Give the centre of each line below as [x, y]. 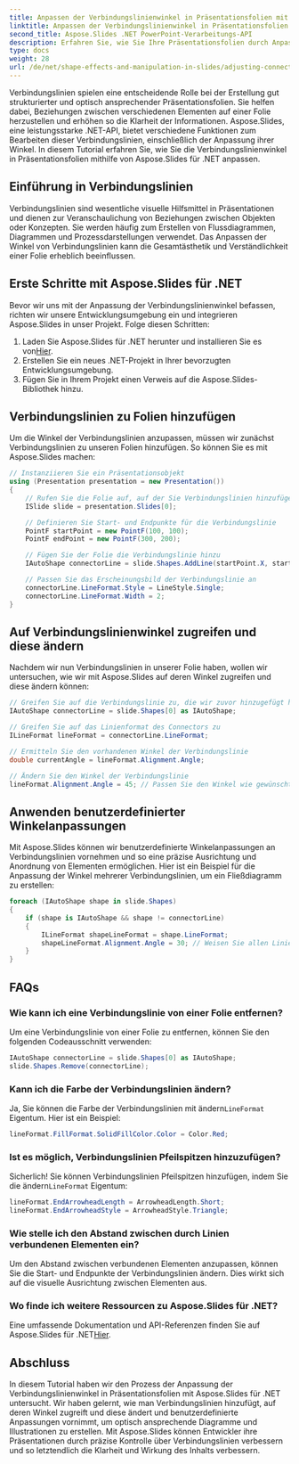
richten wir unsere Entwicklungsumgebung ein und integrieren [124, 315]
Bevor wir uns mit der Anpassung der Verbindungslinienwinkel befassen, [142, 305]
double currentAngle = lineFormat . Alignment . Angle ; [107, 760]
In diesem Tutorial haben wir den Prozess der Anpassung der [121, 1384]
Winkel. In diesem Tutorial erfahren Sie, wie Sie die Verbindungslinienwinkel [148, 149]
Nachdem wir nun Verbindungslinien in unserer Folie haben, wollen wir [139, 667]
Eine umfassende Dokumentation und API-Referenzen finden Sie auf [135, 1325]
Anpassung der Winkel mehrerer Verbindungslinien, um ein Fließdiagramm [145, 876]
